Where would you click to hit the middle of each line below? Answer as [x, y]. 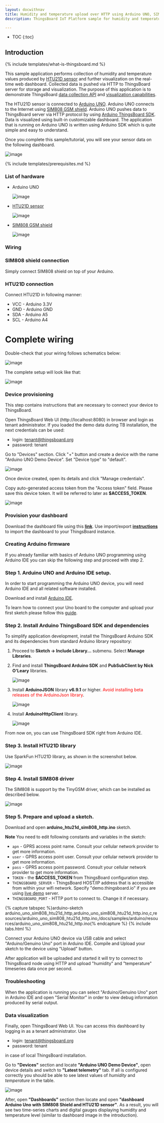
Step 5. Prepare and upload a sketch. [50, 817]
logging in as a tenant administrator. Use [46, 1031]
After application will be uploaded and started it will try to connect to [74, 958]
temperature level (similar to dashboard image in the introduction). [72, 1115]
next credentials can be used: [35, 430]
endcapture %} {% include [124, 924]
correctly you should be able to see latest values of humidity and [70, 1075]
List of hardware [25, 177]
